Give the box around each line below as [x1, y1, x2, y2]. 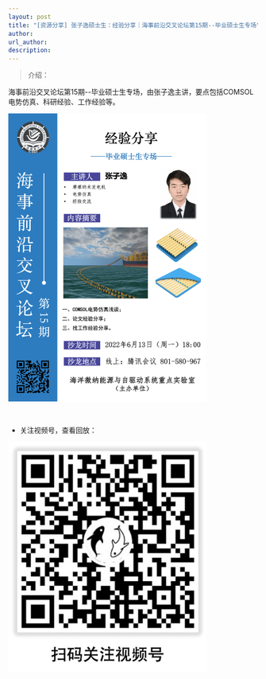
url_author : [8, 38, 48, 46]
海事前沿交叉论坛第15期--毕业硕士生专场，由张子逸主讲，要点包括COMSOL [8, 88, 254, 97]
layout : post [8, 13, 52, 21]
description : [8, 46, 52, 55]
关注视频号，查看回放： [19, 425, 97, 435]
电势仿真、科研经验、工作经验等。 [8, 97, 120, 107]
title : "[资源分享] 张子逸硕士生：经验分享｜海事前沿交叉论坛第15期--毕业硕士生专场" [8, 21, 260, 29]
